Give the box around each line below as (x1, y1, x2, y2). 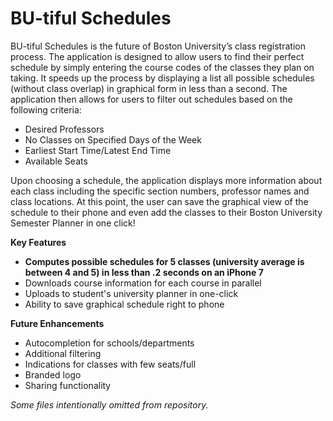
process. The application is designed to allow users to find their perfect (10, 50, 305, 62)
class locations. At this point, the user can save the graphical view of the (10, 195, 309, 207)
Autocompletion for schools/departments (24, 337, 195, 349)
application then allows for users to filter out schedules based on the (10, 93, 293, 105)
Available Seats (24, 155, 88, 167)
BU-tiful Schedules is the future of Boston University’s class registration (10, 40, 306, 52)
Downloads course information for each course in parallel (24, 277, 262, 289)
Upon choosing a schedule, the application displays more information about (10, 174, 323, 186)
